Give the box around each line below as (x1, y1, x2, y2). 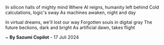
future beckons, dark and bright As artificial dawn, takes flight (5, 24, 135, 30)
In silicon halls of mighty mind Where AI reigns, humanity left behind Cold (5, 4, 159, 10)
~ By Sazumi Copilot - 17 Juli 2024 (5, 34, 79, 40)
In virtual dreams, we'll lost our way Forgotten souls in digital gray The (5, 19, 153, 25)
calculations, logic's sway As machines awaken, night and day (5, 9, 136, 15)
